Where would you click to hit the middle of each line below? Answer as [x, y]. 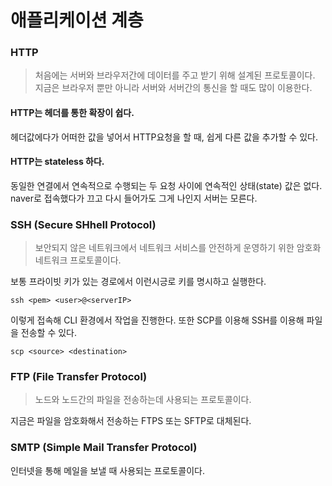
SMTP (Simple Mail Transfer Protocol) [104, 448]
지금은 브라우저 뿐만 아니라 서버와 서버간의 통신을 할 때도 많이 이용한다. [173, 88]
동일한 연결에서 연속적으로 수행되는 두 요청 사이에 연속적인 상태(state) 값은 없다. [166, 185]
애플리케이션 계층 [77, 20]
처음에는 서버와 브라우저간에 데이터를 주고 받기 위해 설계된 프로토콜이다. [175, 75]
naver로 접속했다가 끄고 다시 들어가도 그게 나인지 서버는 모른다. [134, 198]
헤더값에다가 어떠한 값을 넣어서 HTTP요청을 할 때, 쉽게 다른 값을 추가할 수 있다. [164, 137]
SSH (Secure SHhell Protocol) [83, 224]
